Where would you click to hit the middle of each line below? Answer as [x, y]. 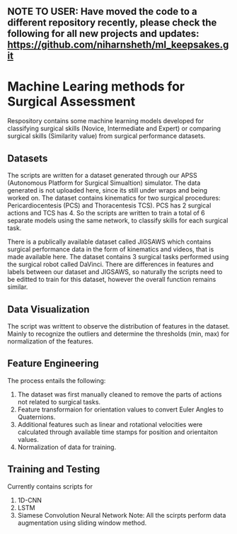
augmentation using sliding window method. [82, 523]
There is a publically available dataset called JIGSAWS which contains [109, 242]
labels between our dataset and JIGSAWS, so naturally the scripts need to [115, 272]
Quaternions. [36, 416]
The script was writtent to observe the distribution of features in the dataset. [118, 326]
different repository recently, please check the [112, 23]
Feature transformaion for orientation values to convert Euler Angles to [121, 409]
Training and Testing [54, 469]
